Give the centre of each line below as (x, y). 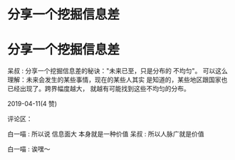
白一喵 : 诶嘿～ (29, 149)
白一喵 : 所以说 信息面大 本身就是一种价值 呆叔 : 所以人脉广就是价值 (106, 134)
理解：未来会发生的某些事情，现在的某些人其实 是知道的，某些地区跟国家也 (117, 80)
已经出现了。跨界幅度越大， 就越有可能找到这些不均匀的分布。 (99, 89)
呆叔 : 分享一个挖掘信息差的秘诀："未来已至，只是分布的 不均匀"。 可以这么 (117, 71)
